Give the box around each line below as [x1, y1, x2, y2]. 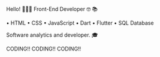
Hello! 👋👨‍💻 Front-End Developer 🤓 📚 [6, 5, 98, 13]
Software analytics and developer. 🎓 [6, 31, 98, 38]
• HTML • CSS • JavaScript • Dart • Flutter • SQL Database [6, 19, 154, 26]
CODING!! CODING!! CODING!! [6, 45, 81, 52]
